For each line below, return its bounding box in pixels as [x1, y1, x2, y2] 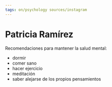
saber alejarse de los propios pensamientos [12, 76, 101, 82]
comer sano [12, 60, 37, 66]
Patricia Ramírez [5, 28, 74, 40]
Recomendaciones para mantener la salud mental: [5, 45, 107, 51]
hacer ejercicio [12, 65, 43, 71]
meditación [12, 71, 36, 77]
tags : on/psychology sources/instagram [5, 7, 87, 12]
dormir [12, 55, 26, 61]
